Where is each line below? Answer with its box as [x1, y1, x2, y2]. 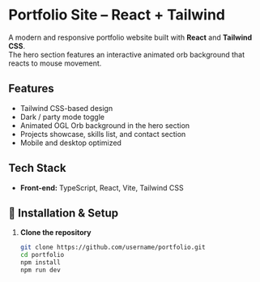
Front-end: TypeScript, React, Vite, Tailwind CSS [19, 182, 184, 192]
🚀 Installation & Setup [8, 206, 119, 220]
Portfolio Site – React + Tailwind [8, 6, 225, 24]
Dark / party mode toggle [19, 112, 105, 122]
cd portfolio [19, 251, 65, 259]
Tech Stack [8, 161, 66, 175]
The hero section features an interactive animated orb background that [8, 49, 245, 59]
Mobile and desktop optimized [19, 138, 121, 147]
